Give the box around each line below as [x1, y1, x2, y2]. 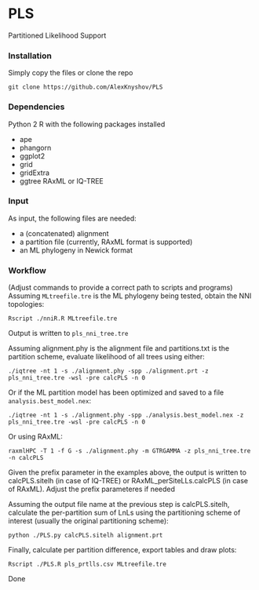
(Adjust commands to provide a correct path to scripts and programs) [8, 283, 233, 293]
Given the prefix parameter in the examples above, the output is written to [8, 468, 247, 477]
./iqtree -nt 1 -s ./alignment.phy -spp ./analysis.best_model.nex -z [8, 411, 244, 420]
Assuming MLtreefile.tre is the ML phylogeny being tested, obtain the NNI [8, 291, 252, 300]
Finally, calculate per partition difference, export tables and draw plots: [8, 545, 237, 555]
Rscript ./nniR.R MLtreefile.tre [8, 315, 118, 322]
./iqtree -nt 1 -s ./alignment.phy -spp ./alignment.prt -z [8, 367, 210, 375]
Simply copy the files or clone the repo [8, 68, 133, 78]
